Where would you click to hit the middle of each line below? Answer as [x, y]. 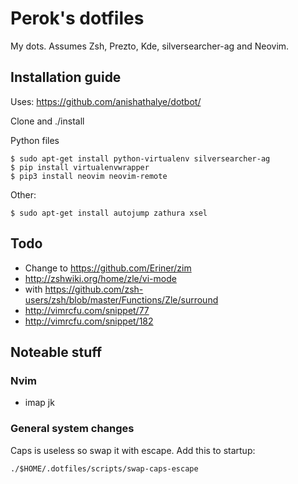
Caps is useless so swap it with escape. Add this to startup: [133, 450]
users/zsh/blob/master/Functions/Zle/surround [121, 299]
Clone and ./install [47, 121]
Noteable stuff [56, 352]
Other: [23, 194]
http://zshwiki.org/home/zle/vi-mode [100, 278]
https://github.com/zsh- [94, 289]
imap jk [39, 403]
